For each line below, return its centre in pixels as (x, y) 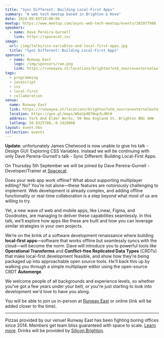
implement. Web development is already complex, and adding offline (74, 191)
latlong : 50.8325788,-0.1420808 (42, 123)
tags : (10, 73)
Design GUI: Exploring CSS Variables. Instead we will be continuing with (77, 151)
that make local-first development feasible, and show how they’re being (77, 256)
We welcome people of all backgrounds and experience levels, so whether (80, 281)
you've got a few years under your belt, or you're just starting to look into (79, 286)
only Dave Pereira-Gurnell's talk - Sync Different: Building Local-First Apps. (81, 156)
